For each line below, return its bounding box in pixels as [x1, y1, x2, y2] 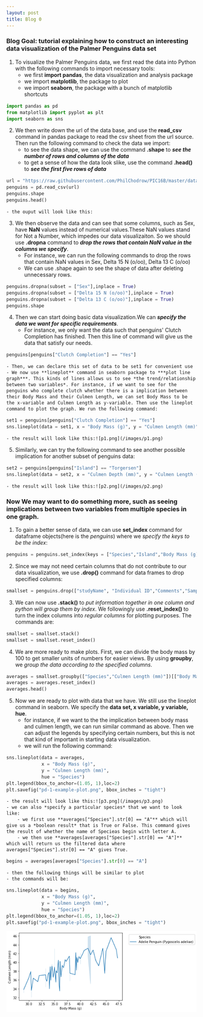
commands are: [14, 618, 54, 625]
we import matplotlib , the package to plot [24, 78, 128, 85]
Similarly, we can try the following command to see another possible [14, 446, 185, 454]
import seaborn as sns [6, 116, 63, 122]
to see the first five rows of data [24, 166, 107, 173]
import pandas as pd [6, 103, 59, 109]
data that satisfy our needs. [24, 340, 92, 347]
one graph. [6, 512, 39, 521]
